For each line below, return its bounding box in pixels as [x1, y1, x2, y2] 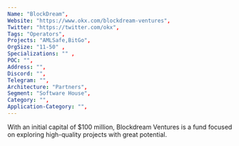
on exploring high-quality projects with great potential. [7, 130, 168, 139]
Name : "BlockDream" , [7, 10, 69, 18]
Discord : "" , [7, 70, 46, 77]
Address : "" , [7, 63, 46, 71]
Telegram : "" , [7, 76, 50, 84]
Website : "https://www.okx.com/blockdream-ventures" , [7, 17, 171, 24]
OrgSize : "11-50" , [7, 43, 66, 51]
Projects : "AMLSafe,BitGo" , [7, 37, 91, 44]
